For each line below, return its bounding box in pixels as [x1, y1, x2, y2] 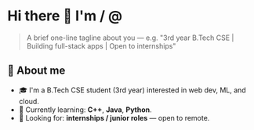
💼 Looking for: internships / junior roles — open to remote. [18, 113, 210, 122]
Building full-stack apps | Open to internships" [26, 41, 176, 50]
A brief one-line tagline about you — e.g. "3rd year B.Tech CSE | [26, 33, 234, 42]
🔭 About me [7, 64, 66, 78]
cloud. [18, 96, 40, 106]
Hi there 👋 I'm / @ [7, 7, 123, 25]
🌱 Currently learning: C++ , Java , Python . [18, 105, 152, 114]
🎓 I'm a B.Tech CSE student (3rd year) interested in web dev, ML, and [18, 85, 246, 95]
